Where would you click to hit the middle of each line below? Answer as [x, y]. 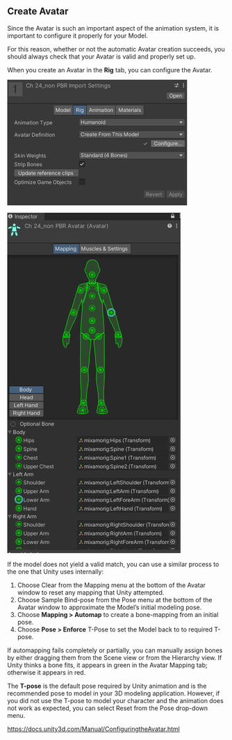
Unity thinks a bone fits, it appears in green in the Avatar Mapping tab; [108, 665]
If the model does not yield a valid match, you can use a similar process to [113, 564]
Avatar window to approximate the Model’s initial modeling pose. [109, 607]
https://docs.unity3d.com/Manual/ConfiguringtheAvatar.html [94, 729]
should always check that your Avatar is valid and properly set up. [101, 56]
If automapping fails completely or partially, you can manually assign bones [115, 650]
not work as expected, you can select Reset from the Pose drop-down [108, 708]
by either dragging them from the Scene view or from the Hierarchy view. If [115, 657]
